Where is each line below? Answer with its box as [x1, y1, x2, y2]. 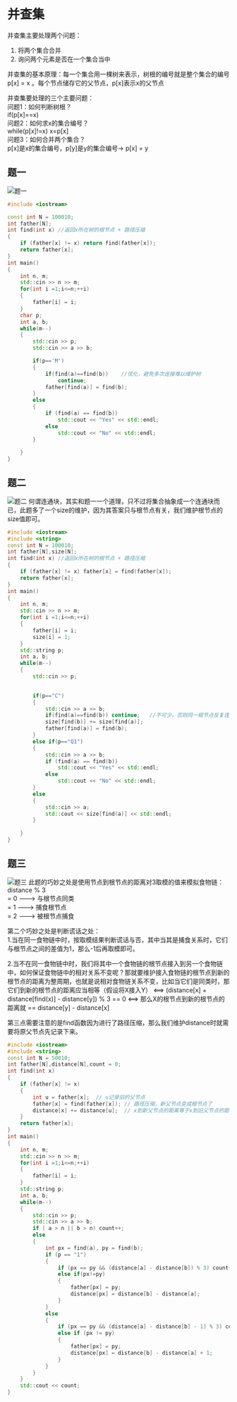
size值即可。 [7, 514, 44, 523]
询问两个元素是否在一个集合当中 [17, 54, 111, 63]
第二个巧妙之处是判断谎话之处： [7, 927, 100, 935]
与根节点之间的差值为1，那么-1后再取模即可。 [7, 944, 139, 953]
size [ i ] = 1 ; [32, 633, 71, 640]
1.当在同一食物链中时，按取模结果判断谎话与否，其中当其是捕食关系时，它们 [7, 935, 228, 944]
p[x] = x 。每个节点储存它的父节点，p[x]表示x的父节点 [7, 78, 164, 87]
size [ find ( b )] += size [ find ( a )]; [44, 719, 143, 726]
